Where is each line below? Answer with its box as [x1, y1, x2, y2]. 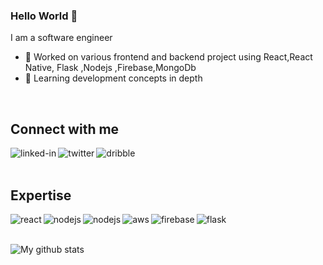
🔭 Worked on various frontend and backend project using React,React [24, 51, 313, 63]
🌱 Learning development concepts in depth [24, 72, 203, 84]
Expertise [10, 187, 72, 204]
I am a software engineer [10, 32, 113, 44]
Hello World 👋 [10, 9, 78, 23]
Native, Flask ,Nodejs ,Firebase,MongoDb [24, 62, 197, 74]
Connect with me [10, 120, 120, 138]
